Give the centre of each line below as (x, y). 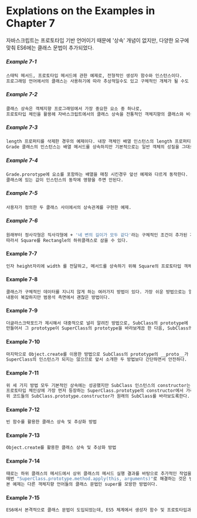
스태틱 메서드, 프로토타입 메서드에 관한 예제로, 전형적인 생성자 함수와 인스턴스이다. (94, 75)
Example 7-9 (22, 310)
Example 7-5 (22, 193)
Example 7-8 (22, 280)
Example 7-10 (23, 341)
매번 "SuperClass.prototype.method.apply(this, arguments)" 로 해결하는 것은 (96, 479)
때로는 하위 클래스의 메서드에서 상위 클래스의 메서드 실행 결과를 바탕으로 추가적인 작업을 (99, 473)
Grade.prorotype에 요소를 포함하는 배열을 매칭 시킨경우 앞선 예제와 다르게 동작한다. (97, 174)
